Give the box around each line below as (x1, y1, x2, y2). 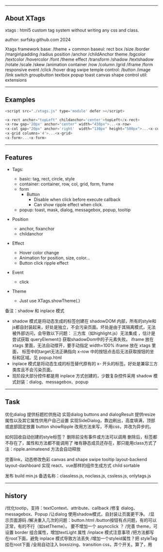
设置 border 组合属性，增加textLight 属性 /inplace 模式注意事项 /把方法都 (5, 530, 150, 535)
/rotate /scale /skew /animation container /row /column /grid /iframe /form (5, 61, 153, 67)
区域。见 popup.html (20, 355, 62, 360)
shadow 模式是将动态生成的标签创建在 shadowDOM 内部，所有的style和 (12, 318, 157, 324)
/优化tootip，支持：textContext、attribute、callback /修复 (5, 505, 120, 511)
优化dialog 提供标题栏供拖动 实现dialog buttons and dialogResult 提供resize (5, 411, 156, 417)
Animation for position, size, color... (19, 255, 90, 261)
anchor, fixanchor (19, 226, 55, 231)
